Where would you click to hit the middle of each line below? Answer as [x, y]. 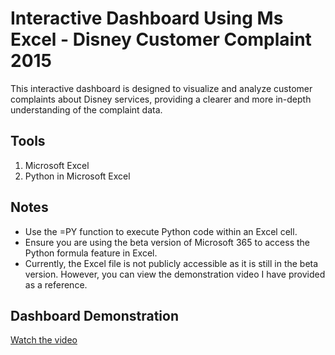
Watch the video [44, 340]
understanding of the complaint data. [86, 109]
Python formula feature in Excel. [91, 253]
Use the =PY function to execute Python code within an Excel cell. [161, 231]
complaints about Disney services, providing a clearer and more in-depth [161, 99]
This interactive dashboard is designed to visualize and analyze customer [161, 88]
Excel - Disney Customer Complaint [161, 39]
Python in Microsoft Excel [77, 176]
